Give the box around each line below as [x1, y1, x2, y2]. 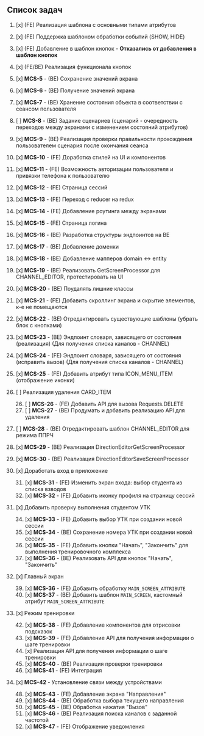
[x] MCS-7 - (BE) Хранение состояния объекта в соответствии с [15, 98, 183, 106]
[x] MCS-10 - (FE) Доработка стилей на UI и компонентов [15, 153, 166, 161]
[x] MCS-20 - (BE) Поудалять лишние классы [15, 285, 133, 292]
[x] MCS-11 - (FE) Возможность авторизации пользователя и [15, 165, 174, 173]
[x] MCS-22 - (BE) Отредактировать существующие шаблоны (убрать [15, 315, 199, 322]
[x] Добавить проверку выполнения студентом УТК [15, 503, 151, 511]
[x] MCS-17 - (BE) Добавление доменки [15, 242, 119, 250]
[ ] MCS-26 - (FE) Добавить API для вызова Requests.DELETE [24, 400, 184, 407]
